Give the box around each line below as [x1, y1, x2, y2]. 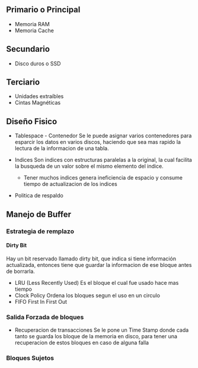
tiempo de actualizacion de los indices [23, 181, 117, 188]
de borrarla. [6, 268, 36, 275]
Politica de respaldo [14, 192, 63, 199]
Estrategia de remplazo [6, 227, 74, 235]
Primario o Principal [6, 5, 81, 15]
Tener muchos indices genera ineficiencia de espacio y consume [23, 174, 183, 181]
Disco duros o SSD [14, 59, 61, 67]
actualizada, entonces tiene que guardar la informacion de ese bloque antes [6, 261, 192, 268]
